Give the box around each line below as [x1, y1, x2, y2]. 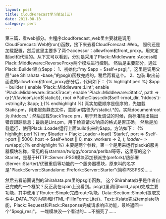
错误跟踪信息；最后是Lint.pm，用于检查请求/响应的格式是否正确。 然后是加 [5, 119, 158, 125]
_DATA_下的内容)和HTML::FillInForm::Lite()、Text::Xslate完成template [13, 196, 155, 202]
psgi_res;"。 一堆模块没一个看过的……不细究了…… [14, 209, 116, 215]
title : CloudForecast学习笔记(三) [5, 12, 73, 17]
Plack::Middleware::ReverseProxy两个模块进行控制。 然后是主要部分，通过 [5, 60, 157, 66]
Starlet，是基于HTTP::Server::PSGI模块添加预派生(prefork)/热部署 [5, 155, 139, 161]
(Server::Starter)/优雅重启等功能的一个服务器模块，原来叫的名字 [5, 161, 135, 166]
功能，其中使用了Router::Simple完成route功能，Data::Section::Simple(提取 [5, 190, 156, 196]
